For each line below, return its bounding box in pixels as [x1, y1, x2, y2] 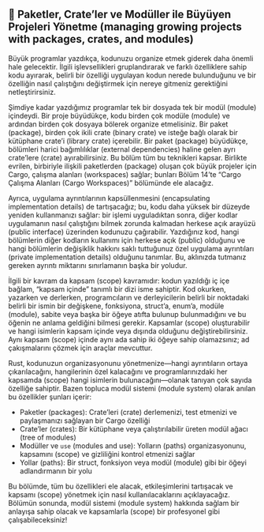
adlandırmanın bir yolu [19, 466, 93, 475]
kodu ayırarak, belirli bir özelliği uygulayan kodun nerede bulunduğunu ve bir [8, 70, 256, 80]
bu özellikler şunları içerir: [8, 392, 92, 402]
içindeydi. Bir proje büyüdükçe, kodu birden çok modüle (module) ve [8, 111, 230, 120]
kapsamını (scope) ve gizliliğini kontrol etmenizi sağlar [19, 449, 195, 458]
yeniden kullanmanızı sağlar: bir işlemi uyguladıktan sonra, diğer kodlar [8, 210, 238, 220]
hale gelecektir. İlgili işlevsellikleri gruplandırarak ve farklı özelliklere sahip [8, 62, 247, 71]
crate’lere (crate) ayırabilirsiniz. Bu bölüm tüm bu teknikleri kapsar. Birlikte [8, 153, 247, 162]
